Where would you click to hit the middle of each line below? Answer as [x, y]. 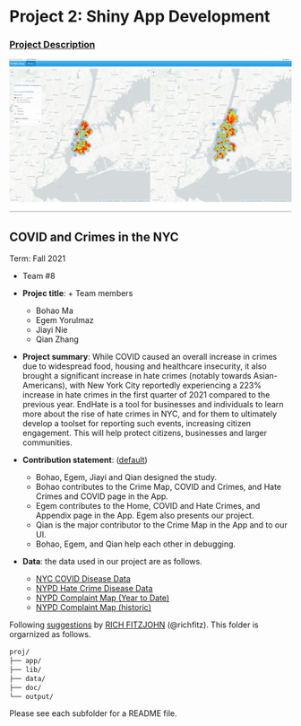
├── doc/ [26, 688]
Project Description [52, 45]
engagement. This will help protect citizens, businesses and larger [144, 433]
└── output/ [31, 697]
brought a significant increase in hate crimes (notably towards [137, 376]
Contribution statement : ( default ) [85, 460]
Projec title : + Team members [77, 293]
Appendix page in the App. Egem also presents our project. [145, 516]
